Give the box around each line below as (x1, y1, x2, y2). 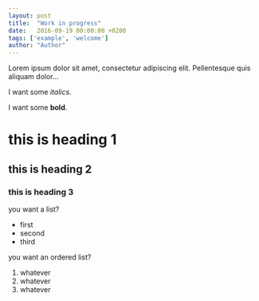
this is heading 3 (8, 186, 74, 197)
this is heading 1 (8, 131, 117, 149)
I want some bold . (8, 103, 68, 113)
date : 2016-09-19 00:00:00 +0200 (8, 26, 127, 34)
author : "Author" (8, 42, 66, 50)
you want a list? (8, 204, 60, 214)
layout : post (8, 11, 52, 20)
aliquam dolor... (8, 72, 59, 81)
